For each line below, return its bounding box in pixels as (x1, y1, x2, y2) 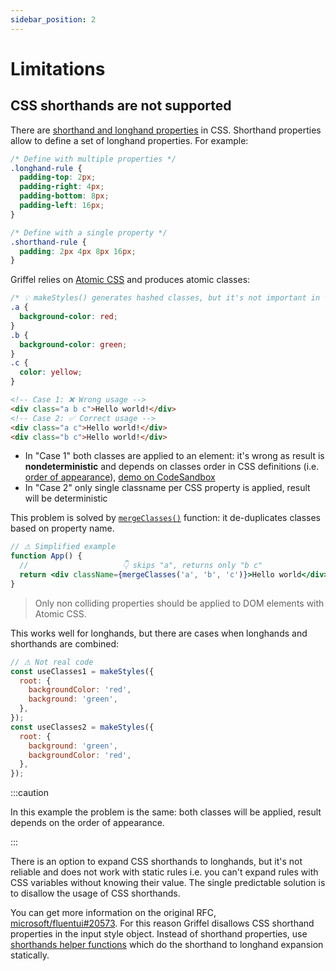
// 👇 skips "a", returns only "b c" (19, 561, 263, 571)
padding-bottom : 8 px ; (19, 191, 110, 201)
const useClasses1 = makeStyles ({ (10, 666, 155, 676)
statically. (10, 949, 50, 961)
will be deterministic (24, 492, 108, 505)
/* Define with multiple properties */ (10, 154, 177, 164)
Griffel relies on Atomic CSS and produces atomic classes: (10, 274, 251, 286)
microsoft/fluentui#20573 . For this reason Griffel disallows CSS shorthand (10, 917, 315, 930)
